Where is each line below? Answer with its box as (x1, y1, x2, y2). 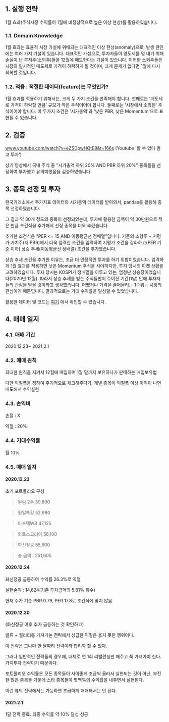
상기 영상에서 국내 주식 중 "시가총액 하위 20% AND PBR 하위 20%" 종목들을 (5, 162, 156, 168)
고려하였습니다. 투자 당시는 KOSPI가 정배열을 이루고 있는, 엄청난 (5, 269, 131, 275)
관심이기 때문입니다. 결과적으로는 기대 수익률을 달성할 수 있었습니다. (5, 288, 139, 294)
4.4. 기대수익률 (5, 437, 40, 444)
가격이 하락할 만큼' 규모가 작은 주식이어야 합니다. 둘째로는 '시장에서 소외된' (10, 102, 157, 108)
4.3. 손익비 (5, 400, 31, 407)
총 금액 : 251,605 (17, 552, 52, 558)
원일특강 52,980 (17, 509, 50, 515)
